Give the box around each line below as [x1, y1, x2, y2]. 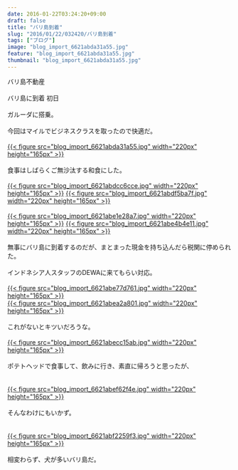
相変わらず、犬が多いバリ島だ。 [7, 455, 101, 464]
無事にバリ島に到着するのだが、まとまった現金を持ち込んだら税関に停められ [7, 243, 232, 251]
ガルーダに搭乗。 [7, 110, 58, 118]
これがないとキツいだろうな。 [7, 322, 94, 331]
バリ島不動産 [7, 77, 45, 85]
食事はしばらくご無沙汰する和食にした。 [7, 165, 126, 174]
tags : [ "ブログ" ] [7, 37, 55, 44]
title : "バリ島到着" [7, 23, 63, 31]
